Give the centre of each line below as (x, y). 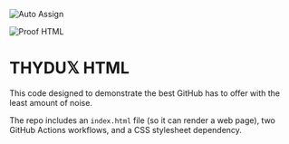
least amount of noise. (51, 102)
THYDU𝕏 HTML (69, 68)
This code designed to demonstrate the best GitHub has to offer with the (145, 93)
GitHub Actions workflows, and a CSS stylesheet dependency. (126, 130)
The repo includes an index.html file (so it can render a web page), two (143, 120)
